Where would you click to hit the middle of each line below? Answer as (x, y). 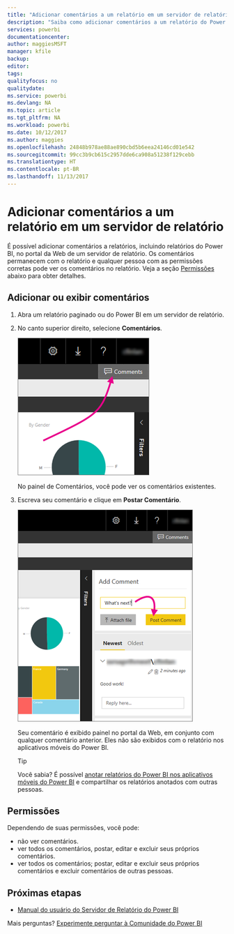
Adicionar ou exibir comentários (78, 297)
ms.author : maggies (36, 140)
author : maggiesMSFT (37, 44)
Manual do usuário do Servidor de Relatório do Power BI (98, 910)
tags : (15, 73)
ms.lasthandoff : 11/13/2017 (48, 177)
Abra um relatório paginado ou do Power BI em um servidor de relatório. (121, 315)
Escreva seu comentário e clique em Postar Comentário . (99, 499)
